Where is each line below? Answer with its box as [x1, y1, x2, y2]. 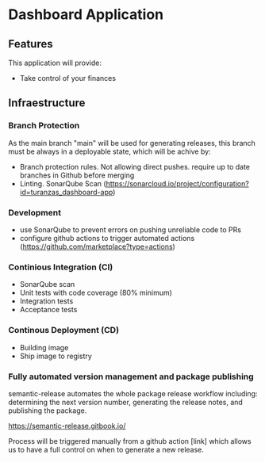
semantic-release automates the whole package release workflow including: [8, 388, 258, 398]
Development [8, 207, 62, 218]
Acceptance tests [19, 305, 78, 315]
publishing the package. [8, 406, 87, 415]
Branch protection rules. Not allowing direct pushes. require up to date [19, 162, 251, 171]
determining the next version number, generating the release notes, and [8, 397, 244, 407]
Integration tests [19, 296, 74, 306]
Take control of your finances [19, 74, 117, 82]
